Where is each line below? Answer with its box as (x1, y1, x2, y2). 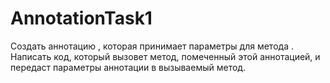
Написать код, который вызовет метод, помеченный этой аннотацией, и (10, 50, 321, 62)
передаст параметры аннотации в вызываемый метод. (10, 61, 247, 73)
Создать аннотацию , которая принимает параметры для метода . (10, 40, 294, 52)
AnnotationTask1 (10, 7, 153, 30)
